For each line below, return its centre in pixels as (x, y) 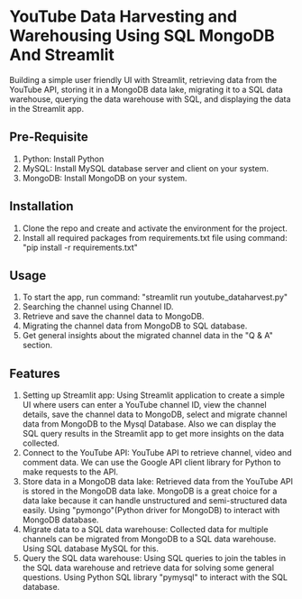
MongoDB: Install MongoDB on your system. (105, 178)
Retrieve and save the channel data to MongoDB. (113, 317)
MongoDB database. (60, 520)
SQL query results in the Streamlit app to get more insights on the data (153, 434)
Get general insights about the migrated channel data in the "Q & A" (147, 336)
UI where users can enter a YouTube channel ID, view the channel (145, 405)
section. (37, 346)
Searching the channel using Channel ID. (98, 307)
